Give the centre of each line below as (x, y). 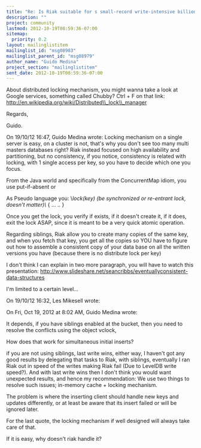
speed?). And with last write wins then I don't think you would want (89, 372)
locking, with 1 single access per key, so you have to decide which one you (98, 162)
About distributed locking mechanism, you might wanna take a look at (92, 90)
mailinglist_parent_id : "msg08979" (51, 56)
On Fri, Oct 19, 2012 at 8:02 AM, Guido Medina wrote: (72, 312)
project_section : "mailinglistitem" (52, 67)
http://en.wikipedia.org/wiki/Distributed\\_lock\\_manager (77, 103)
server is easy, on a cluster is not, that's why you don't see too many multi (98, 143)
